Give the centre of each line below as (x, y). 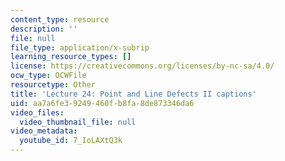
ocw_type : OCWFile (48, 76)
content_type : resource (60, 19)
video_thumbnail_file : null (78, 122)
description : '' (44, 29)
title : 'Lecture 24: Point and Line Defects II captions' (133, 94)
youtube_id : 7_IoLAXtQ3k (71, 141)
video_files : (37, 112)
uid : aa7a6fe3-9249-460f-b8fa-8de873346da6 (102, 103)
